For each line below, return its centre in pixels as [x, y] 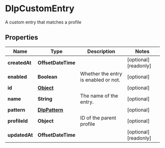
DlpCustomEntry [40, 9]
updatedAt [20, 135]
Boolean [47, 76]
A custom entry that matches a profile [43, 22]
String [45, 99]
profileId [18, 121]
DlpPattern [51, 110]
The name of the [99, 96]
